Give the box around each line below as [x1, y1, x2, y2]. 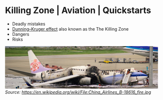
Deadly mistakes [12, 21, 46, 27]
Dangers [12, 31, 30, 37]
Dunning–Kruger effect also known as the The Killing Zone [12, 26, 129, 32]
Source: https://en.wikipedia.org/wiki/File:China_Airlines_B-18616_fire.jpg [5, 89, 151, 95]
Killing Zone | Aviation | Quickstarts [5, 5, 151, 16]
